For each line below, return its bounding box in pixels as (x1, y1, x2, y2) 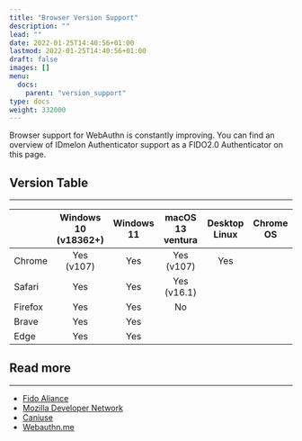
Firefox (13, 301, 43, 313)
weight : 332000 (9, 105, 67, 114)
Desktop (207, 217, 244, 229)
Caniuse (22, 411, 54, 423)
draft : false (9, 55, 58, 64)
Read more (9, 361, 72, 376)
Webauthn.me (22, 421, 75, 432)
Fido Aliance (22, 392, 69, 403)
